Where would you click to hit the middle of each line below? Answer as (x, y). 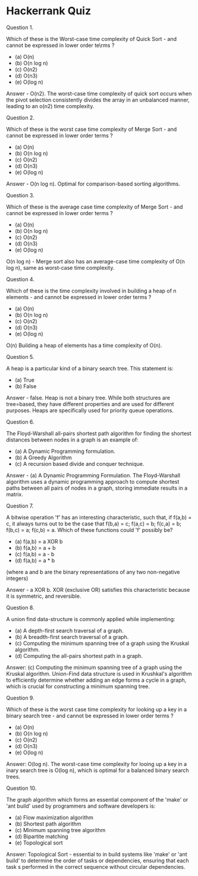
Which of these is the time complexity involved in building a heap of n (91, 291)
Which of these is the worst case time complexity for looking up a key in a (97, 709)
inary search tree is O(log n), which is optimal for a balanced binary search (98, 770)
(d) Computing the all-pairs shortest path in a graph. (78, 656)
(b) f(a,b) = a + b (35, 547)
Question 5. (20, 357)
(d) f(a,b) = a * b (35, 560)
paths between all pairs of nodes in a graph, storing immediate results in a (97, 488)
